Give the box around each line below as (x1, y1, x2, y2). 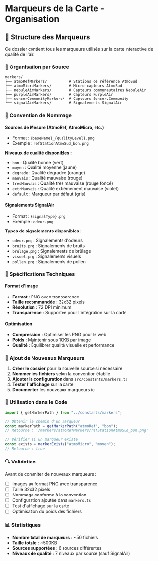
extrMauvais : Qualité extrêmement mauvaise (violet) (12, 186, 119, 192)
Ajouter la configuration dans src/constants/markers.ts (12, 376, 128, 382)
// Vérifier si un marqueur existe (5, 437, 78, 442)
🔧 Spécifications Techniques (5, 270, 75, 277)
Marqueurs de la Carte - (5, 3, 105, 14)
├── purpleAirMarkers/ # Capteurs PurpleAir (5, 92, 113, 97)
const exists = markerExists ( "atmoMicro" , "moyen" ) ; (5, 441, 116, 446)
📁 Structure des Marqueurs (5, 33, 90, 41)
